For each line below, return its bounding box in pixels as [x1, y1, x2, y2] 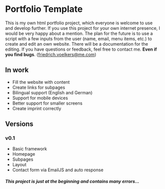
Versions [5, 120, 34, 128]
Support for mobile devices [12, 95, 68, 101]
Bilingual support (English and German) [12, 89, 93, 95]
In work [5, 66, 29, 74]
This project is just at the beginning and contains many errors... [5, 179, 140, 185]
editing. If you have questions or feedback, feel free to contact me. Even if [5, 46, 157, 52]
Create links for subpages [12, 84, 65, 90]
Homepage [12, 151, 36, 157]
